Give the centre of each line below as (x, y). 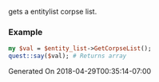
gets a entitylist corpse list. (53, 12)
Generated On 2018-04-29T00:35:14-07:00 (80, 72)
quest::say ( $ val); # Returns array (68, 56)
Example (26, 32)
